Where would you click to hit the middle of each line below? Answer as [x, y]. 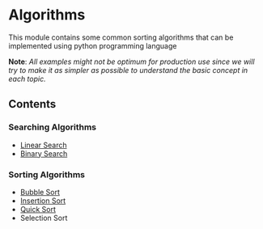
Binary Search [44, 153]
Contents [32, 104]
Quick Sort [38, 209]
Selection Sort [44, 218]
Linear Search [43, 145]
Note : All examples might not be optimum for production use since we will [131, 61]
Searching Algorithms [53, 127]
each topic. [27, 78]
